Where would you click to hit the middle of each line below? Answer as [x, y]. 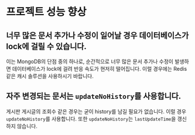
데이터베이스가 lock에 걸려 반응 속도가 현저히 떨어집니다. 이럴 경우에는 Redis [100, 69]
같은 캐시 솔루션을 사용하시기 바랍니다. [50, 76]
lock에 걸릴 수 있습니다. [46, 46]
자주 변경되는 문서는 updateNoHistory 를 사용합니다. [94, 96]
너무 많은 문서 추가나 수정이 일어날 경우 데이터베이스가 [97, 35]
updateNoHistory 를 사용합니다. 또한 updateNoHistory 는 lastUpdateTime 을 [91, 119]
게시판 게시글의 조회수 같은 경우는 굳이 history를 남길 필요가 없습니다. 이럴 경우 [96, 111]
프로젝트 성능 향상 [46, 12]
